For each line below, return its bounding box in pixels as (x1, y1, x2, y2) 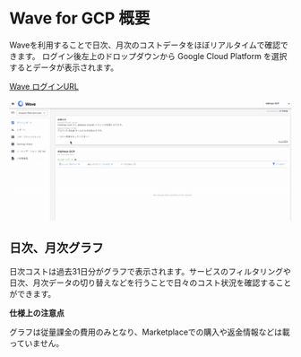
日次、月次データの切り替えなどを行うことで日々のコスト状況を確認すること (9, 277, 292, 288)
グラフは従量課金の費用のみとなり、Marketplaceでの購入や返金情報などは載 (9, 327, 291, 337)
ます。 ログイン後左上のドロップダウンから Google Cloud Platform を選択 (16, 50, 288, 61)
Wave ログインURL (9, 81, 79, 91)
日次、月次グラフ (9, 240, 104, 256)
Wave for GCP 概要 (9, 8, 150, 29)
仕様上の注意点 (9, 307, 64, 318)
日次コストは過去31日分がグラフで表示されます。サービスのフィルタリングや (9, 266, 291, 276)
